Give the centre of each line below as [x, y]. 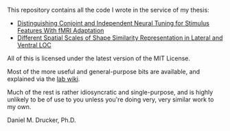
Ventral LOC [34, 45]
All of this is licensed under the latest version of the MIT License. [99, 58]
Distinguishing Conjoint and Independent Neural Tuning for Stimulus [113, 23]
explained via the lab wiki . [44, 79]
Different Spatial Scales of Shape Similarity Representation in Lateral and [120, 38]
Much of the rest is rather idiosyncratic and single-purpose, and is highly [110, 92]
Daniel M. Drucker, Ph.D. [42, 120]
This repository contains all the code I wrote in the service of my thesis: [108, 10]
